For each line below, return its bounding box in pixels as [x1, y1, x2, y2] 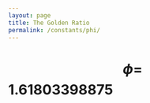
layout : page [8, 11, 51, 20]
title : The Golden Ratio [8, 19, 90, 27]
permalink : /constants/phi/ [8, 26, 101, 34]
